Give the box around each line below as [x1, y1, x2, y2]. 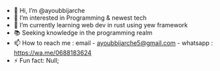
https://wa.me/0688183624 [13, 48, 92, 57]
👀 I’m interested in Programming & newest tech [13, 14, 146, 22]
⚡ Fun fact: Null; [13, 57, 60, 64]
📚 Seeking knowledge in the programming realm [13, 29, 153, 37]
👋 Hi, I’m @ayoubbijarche [13, 7, 85, 14]
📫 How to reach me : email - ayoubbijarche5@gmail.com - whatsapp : [13, 39, 213, 47]
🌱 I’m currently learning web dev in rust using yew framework [13, 21, 188, 29]
